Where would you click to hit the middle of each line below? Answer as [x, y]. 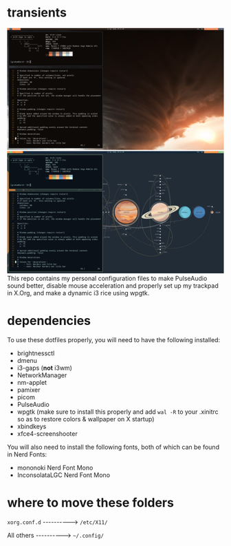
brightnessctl [36, 353]
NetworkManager [42, 375]
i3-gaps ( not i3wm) [44, 368]
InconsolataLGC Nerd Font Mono [64, 475]
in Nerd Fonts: [27, 454]
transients [37, 13]
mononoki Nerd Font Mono [55, 468]
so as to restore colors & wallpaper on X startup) [86, 419]
